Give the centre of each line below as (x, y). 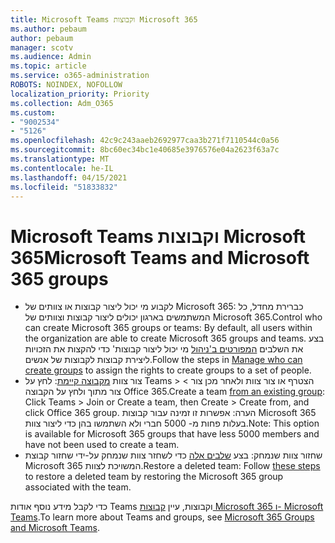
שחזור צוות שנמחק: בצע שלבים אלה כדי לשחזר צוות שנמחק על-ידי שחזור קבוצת (173, 455)
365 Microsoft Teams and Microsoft (160, 257)
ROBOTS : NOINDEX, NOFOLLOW (66, 85)
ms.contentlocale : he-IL (62, 168)
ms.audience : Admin (51, 57)
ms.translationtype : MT (60, 159)
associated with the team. (78, 487)
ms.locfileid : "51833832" (64, 187)
